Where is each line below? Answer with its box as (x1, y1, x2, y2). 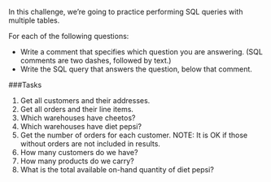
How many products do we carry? (20, 156, 134, 166)
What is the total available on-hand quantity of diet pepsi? (20, 165, 214, 174)
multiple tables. (8, 15, 60, 25)
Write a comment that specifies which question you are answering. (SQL (20, 47, 263, 56)
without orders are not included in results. (20, 139, 161, 149)
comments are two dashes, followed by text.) (20, 56, 172, 65)
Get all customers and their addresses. (20, 96, 151, 105)
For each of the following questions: (8, 32, 129, 41)
